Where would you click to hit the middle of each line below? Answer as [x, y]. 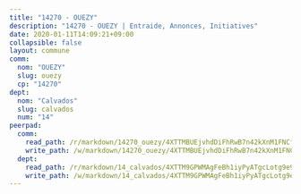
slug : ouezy [40, 76]
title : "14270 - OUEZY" [54, 17]
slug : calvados [46, 109]
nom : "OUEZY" [42, 68]
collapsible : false [46, 42]
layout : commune [39, 51]
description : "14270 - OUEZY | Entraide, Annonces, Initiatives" [133, 26]
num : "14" [35, 117]
